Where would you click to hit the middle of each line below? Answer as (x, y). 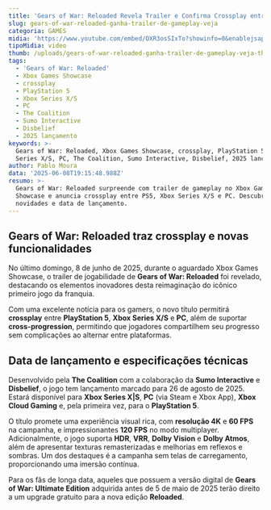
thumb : (19, 53)
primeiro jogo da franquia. (52, 294)
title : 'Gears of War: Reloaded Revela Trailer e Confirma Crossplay (128, 16)
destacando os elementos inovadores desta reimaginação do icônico (123, 285)
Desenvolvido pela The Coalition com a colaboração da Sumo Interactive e (134, 380)
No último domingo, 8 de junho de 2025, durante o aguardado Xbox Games (133, 268)
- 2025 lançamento (47, 136)
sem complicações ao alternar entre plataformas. (90, 335)
